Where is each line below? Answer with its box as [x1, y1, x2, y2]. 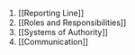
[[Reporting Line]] [17, 8, 84, 18]
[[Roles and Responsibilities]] [17, 17, 127, 28]
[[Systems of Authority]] [17, 27, 108, 37]
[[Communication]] [17, 36, 88, 47]
